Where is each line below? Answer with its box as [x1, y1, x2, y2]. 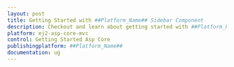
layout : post [7, 10, 45, 17]
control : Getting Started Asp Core [7, 36, 111, 43]
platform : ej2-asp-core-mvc [7, 29, 89, 37]
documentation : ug [7, 50, 61, 57]
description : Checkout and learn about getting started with [7, 23, 189, 30]
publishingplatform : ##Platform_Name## [7, 43, 123, 50]
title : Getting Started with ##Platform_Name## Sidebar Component [7, 17, 204, 24]
